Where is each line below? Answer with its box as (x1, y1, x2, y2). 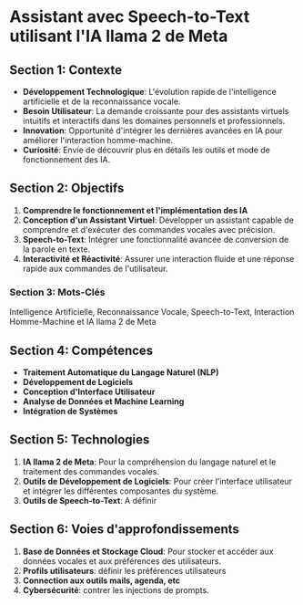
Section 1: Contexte (9, 62, 123, 78)
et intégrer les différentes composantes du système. (22, 485, 219, 496)
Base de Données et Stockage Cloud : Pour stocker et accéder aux (22, 546, 275, 557)
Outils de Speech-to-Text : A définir (22, 495, 157, 506)
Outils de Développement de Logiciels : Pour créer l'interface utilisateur (22, 475, 293, 486)
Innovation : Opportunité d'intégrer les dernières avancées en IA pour (22, 125, 283, 136)
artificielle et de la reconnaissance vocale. (22, 96, 181, 107)
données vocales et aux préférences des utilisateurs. (22, 555, 221, 567)
